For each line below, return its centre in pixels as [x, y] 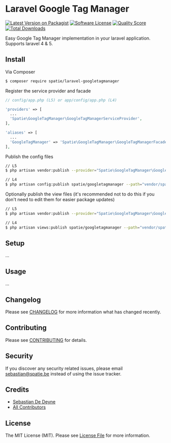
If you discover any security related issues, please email [64, 368]
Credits [17, 389]
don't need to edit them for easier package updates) [60, 199]
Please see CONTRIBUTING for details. [46, 340]
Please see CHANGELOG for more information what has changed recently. [83, 312]
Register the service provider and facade [48, 91]
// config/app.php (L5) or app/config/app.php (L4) [61, 100]
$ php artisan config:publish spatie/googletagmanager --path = [74, 184]
